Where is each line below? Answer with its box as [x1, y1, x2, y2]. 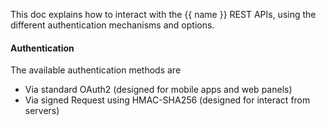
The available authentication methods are [10, 64, 182, 76]
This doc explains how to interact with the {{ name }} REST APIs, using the [10, 9, 317, 20]
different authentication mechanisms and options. [10, 19, 215, 31]
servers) [24, 105, 60, 117]
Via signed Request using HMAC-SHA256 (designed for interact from [24, 94, 311, 106]
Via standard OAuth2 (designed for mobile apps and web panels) [24, 84, 293, 96]
